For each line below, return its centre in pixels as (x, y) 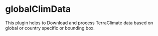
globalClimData (38, 9)
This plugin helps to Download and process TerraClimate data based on (79, 23)
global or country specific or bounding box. (50, 28)
